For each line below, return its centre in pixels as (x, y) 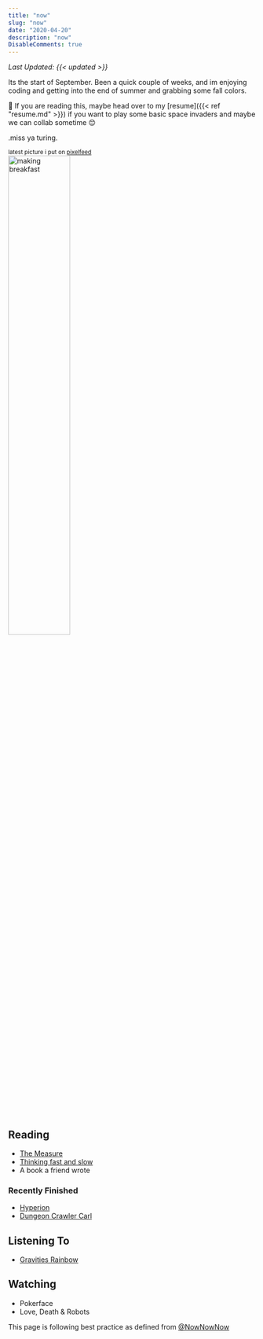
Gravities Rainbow (49, 1260)
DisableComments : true (45, 45)
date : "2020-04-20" (40, 30)
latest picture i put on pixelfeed (50, 153)
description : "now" (40, 37)
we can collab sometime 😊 (52, 123)
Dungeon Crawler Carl (56, 1216)
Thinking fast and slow (56, 1161)
